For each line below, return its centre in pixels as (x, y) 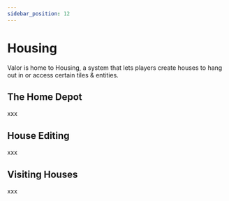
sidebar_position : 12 (39, 14)
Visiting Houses (43, 174)
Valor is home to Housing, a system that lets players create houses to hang (115, 68)
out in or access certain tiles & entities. (63, 75)
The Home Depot (45, 97)
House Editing (38, 136)
